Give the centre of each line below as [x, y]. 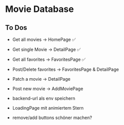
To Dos [16, 28]
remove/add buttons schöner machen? [52, 118]
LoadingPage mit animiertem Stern [48, 108]
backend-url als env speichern [44, 98]
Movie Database [40, 9]
